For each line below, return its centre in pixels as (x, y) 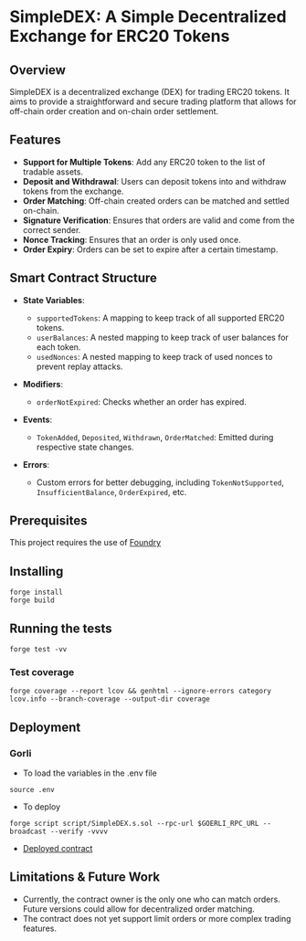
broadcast (28, 832)
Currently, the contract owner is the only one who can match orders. (151, 899)
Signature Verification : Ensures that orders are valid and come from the (158, 220)
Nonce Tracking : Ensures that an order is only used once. (132, 239)
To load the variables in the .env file (90, 773)
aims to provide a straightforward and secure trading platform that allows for (153, 101)
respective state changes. (85, 447)
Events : (37, 419)
